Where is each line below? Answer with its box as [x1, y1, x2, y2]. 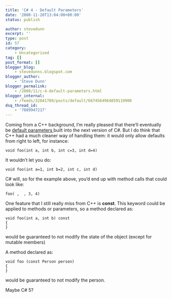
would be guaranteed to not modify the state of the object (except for [5, 234, 152, 240]
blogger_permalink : [5, 84, 47, 89]
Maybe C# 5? [5, 287, 34, 293]
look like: [5, 181, 25, 188]
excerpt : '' [5, 31, 31, 36]
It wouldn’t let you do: [5, 157, 51, 163]
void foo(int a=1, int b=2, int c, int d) [5, 167, 98, 172]
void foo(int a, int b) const [5, 216, 70, 221]
